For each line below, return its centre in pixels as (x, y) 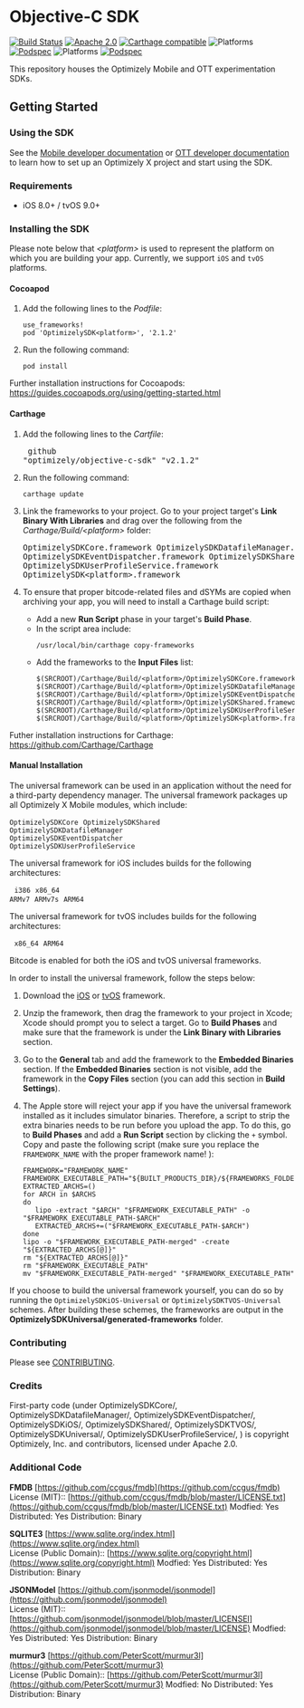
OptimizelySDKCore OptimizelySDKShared (85, 822)
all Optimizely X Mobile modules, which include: (99, 804)
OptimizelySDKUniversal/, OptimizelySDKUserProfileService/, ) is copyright (149, 1435)
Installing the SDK (50, 228)
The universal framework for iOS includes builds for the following (130, 863)
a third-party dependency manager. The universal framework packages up (148, 795)
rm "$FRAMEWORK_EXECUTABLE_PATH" (85, 1265)
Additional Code (46, 1467)
